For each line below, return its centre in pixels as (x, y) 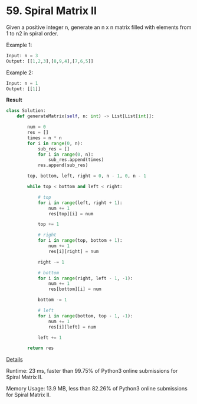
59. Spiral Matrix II (52, 11)
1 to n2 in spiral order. (32, 33)
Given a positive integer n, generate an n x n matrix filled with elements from (99, 27)
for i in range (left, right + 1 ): (80, 203)
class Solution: (26, 111)
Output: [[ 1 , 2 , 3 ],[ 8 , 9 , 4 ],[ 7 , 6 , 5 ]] (50, 61)
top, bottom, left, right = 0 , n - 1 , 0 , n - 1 (87, 176)
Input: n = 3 (22, 55)
